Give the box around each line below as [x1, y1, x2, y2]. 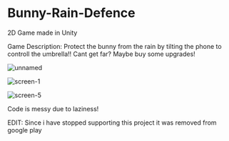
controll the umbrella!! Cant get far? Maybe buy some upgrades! [7, 50, 196, 58]
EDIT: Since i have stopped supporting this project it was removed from [7, 118, 217, 127]
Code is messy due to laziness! [7, 104, 99, 113]
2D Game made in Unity [7, 28, 78, 37]
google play [7, 125, 42, 134]
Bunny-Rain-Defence [7, 5, 136, 21]
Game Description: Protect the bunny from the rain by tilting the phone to [7, 42, 223, 50]
